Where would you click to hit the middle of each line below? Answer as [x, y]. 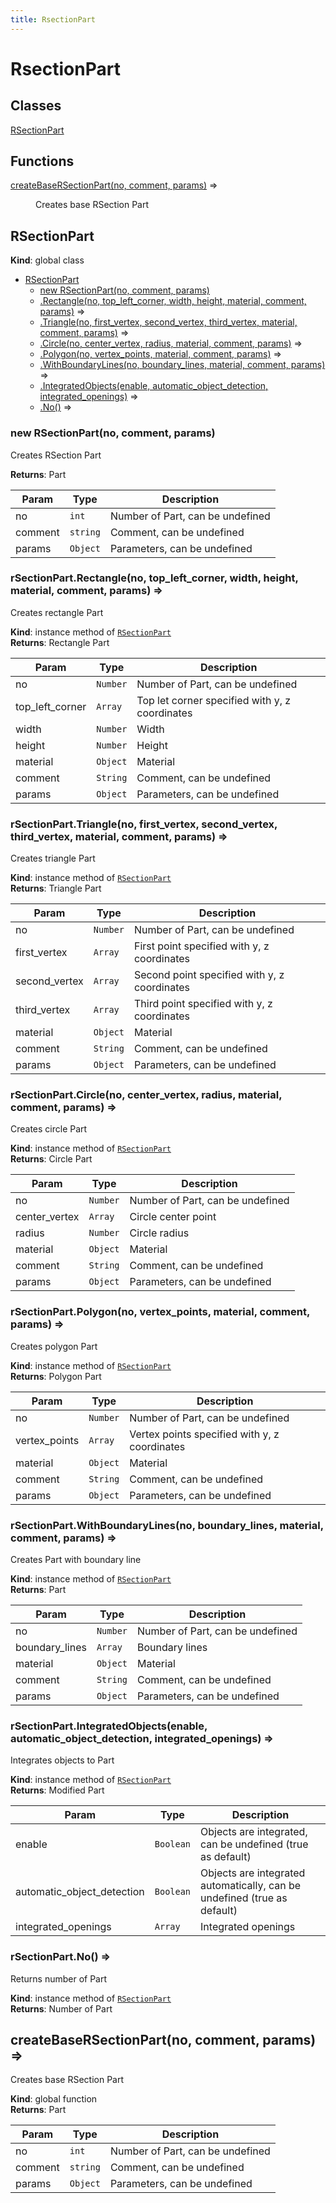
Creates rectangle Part [57, 612]
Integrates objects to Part [62, 1760]
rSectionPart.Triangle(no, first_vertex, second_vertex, [144, 824]
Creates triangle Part [53, 858]
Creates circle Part [49, 1129]
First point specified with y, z [201, 946]
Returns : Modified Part [57, 1790]
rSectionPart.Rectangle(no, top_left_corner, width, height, [154, 578]
